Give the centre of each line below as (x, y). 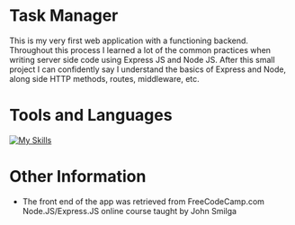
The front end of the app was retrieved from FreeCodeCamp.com (143, 201)
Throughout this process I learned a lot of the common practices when (140, 49)
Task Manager (64, 16)
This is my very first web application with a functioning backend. (129, 40)
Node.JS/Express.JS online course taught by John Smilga (129, 211)
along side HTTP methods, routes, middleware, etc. (104, 78)
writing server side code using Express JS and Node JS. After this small (143, 59)
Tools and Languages (91, 116)
